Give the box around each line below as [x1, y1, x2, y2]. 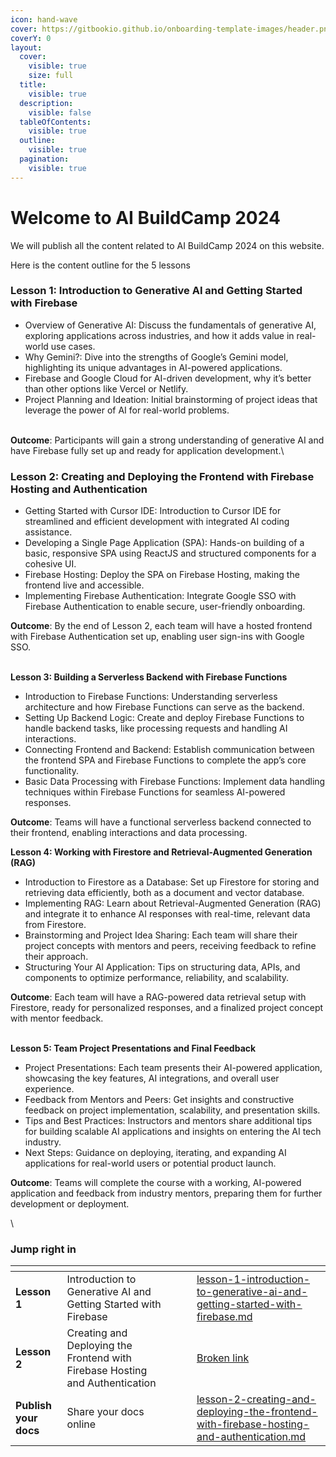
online [66, 1417, 97, 1431]
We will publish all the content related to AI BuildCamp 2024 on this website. [10, 239, 325, 251]
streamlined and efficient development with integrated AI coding [24, 516, 290, 528]
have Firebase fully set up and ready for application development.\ [10, 444, 285, 456]
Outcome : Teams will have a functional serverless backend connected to [10, 816, 312, 828]
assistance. [24, 526, 73, 538]
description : [19, 98, 74, 108]
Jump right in [10, 1242, 77, 1256]
